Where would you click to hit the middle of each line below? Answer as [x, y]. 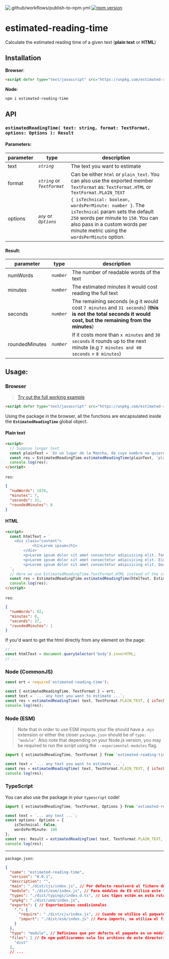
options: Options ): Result [39, 133]
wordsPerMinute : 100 [36, 830]
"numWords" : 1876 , [29, 491]
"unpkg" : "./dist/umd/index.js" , [45, 900]
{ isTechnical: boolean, [101, 200]
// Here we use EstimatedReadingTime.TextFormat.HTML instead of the [84, 574]
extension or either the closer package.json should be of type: [82, 735]
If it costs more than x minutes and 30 [116, 335]
